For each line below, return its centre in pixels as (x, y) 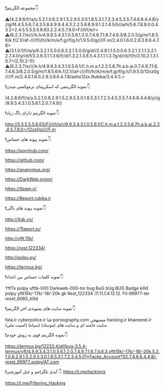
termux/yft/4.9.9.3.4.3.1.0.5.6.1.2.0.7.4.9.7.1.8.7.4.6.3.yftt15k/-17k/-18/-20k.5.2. (82, 351)
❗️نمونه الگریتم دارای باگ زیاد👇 (32, 113)
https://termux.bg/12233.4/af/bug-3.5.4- (46, 346)
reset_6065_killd (22, 299)
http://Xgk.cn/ (19, 219)
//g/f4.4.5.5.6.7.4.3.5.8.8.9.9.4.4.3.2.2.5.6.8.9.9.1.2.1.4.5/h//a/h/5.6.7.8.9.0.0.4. (82, 24)
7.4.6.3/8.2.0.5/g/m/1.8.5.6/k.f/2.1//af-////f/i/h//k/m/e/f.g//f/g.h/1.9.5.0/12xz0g (82, 71)
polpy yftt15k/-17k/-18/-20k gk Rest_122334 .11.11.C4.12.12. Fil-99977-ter (77, 293)
